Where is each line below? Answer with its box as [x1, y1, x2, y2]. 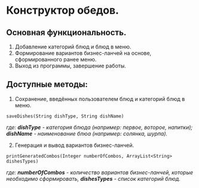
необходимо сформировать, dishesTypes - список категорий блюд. [6, 175, 181, 182]
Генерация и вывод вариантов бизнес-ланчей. [14, 141, 134, 149]
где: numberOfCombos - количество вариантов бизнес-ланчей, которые [6, 168, 194, 176]
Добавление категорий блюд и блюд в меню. [14, 43, 131, 50]
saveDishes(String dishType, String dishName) [6, 113, 124, 119]
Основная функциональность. [6, 27, 127, 38]
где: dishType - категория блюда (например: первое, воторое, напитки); [6, 124, 193, 131]
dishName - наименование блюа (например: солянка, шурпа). [6, 130, 168, 137]
